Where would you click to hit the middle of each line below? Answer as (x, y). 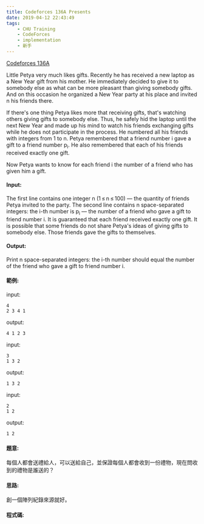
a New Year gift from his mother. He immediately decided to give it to (93, 81)
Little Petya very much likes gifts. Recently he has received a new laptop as (100, 75)
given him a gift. (26, 171)
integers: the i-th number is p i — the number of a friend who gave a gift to (99, 212)
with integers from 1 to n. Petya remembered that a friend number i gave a (99, 138)
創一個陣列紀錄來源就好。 (38, 500)
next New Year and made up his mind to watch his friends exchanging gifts (100, 125)
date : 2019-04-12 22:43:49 (40, 18)
